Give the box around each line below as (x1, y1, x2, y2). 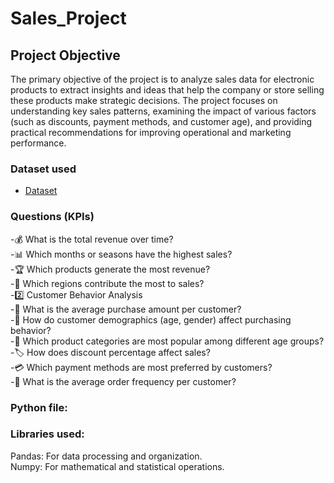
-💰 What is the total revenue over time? (10, 233, 174, 245)
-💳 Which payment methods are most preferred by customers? (10, 361, 273, 373)
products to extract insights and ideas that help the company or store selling (10, 84, 325, 96)
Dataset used (10, 162, 77, 176)
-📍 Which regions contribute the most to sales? (10, 277, 205, 289)
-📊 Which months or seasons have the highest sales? (10, 248, 233, 260)
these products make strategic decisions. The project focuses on (10, 95, 278, 106)
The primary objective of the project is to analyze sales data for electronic (10, 73, 315, 85)
